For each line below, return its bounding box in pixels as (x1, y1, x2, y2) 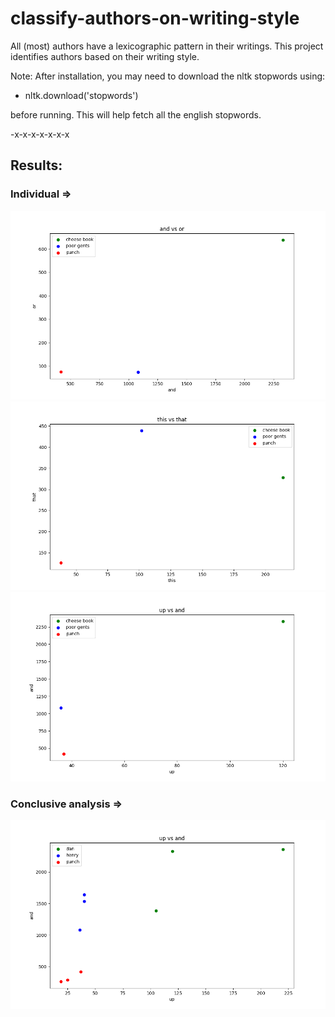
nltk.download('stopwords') (24, 89, 139, 101)
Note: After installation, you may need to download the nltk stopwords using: (10, 70, 326, 82)
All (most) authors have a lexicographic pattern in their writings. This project (10, 40, 324, 52)
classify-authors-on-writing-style (10, 7, 300, 30)
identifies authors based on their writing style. (10, 50, 200, 62)
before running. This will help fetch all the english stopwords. (10, 108, 262, 121)
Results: (10, 157, 63, 174)
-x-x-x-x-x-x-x (10, 128, 70, 140)
